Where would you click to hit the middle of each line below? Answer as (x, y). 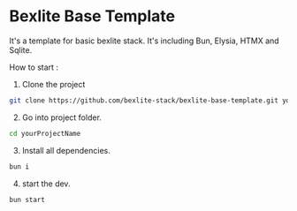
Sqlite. (21, 49)
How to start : (34, 67)
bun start (27, 200)
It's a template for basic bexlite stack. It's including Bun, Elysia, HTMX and (145, 41)
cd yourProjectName (45, 133)
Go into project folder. (61, 117)
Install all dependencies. (66, 150)
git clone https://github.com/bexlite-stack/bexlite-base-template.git (144, 100)
